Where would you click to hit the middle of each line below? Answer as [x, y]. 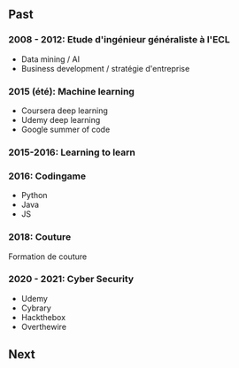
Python [34, 195]
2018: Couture [40, 237]
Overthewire [44, 326]
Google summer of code [66, 129]
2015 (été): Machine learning [71, 91]
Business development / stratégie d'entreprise [105, 68]
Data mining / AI [50, 59]
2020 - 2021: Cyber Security [71, 280]
